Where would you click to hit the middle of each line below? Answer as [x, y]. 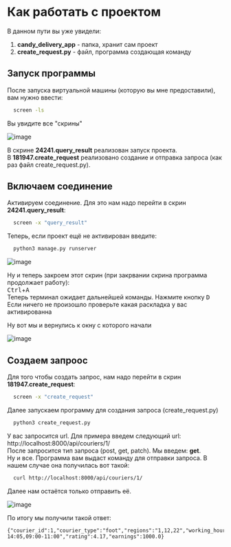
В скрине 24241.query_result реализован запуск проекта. [92, 150]
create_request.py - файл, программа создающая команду [104, 52]
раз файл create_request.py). [49, 165]
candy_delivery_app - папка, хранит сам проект [87, 44]
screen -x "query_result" [51, 223]
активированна [30, 312]
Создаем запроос [47, 360]
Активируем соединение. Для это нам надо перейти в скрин [97, 203]
